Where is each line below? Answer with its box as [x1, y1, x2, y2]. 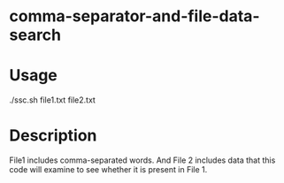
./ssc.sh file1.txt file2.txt [9, 95, 96, 105]
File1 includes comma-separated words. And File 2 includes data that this [9, 155, 276, 165]
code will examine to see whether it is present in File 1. [9, 164, 208, 175]
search [9, 25, 62, 45]
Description [9, 126, 97, 146]
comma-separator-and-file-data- [9, 6, 260, 27]
